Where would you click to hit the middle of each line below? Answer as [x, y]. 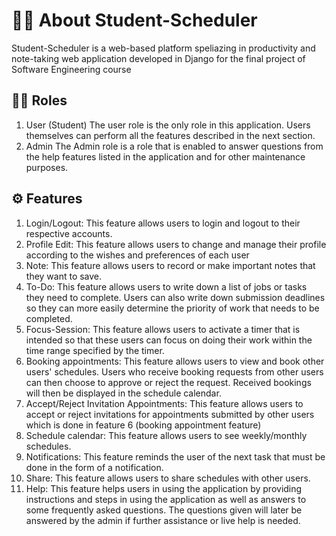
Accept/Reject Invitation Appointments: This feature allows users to [164, 403]
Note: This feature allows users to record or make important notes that [170, 265]
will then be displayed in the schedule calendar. [123, 393]
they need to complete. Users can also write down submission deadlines [175, 297]
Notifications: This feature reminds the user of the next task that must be [175, 456]
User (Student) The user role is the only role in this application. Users [168, 125]
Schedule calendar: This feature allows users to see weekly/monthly [166, 435]
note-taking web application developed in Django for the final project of [158, 58]
